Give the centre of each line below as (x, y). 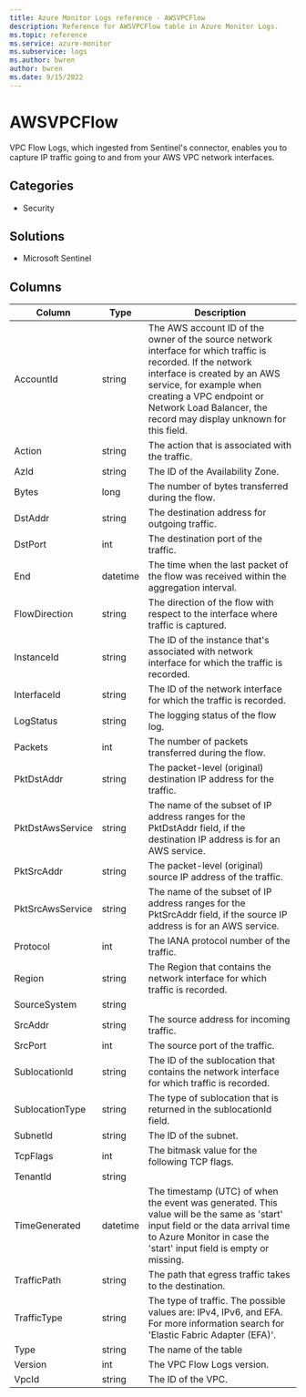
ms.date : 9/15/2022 (46, 77)
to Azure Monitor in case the (209, 1238)
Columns (36, 287)
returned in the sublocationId (210, 1110)
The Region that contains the (209, 967)
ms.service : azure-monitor (61, 43)
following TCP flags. (191, 1162)
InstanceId (36, 657)
